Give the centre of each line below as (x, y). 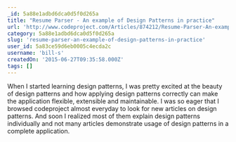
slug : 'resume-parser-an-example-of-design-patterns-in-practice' (106, 40)
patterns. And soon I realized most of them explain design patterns (104, 116)
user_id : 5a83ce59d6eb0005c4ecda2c (59, 46)
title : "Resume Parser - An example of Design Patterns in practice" (111, 20)
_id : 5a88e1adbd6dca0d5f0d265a (53, 14)
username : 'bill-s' (36, 53)
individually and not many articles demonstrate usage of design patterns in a (118, 123)
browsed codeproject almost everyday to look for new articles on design (112, 108)
